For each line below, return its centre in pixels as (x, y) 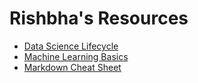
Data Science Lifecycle (71, 46)
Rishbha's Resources (99, 18)
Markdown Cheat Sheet (72, 67)
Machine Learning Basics (76, 56)
